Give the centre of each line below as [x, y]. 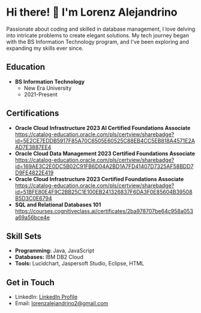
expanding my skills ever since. [45, 48]
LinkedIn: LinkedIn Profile [46, 297]
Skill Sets [24, 236]
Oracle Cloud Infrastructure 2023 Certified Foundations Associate [99, 179]
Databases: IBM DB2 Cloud [49, 257]
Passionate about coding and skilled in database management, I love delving [101, 29]
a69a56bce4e [32, 217]
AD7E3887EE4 [33, 147]
